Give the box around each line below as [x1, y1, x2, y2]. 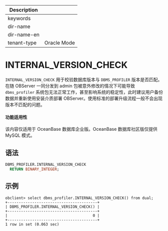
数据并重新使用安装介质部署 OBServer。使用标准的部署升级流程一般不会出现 [5, 95, 163, 101]
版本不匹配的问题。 [5, 101, 45, 107]
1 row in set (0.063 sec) [5, 221, 59, 227]
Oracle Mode [44, 40, 75, 46]
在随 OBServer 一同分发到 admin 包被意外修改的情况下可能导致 [5, 83, 135, 89]
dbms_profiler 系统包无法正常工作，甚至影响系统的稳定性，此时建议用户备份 [5, 89, 163, 95]
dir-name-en [8, 31, 40, 38]
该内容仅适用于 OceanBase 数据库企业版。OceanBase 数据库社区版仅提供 [5, 126, 158, 132]
